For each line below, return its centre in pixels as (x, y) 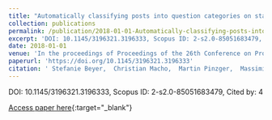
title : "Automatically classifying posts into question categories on (130, 16)
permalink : (27, 31)
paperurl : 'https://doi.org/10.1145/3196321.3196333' (101, 62)
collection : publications (52, 24)
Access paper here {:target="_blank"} (70, 107)
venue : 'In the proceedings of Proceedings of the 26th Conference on (130, 54)
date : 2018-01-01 (38, 46)
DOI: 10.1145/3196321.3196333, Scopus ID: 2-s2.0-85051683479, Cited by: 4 (136, 92)
